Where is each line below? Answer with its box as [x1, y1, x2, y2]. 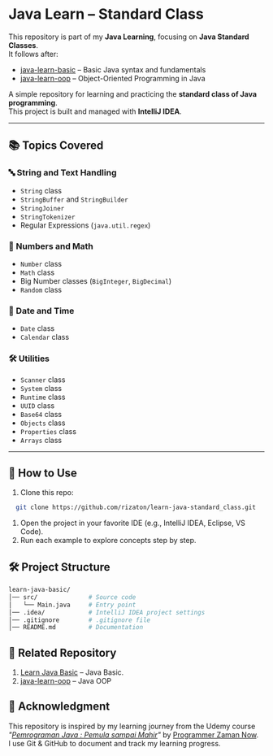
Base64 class [19, 409, 63, 419]
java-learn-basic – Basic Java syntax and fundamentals [19, 64, 206, 74]
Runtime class [19, 392, 66, 402]
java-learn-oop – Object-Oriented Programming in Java [19, 73, 206, 83]
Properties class [19, 426, 77, 436]
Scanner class [19, 375, 66, 385]
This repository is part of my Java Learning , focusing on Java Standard [8, 32, 249, 41]
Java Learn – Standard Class [8, 5, 205, 24]
